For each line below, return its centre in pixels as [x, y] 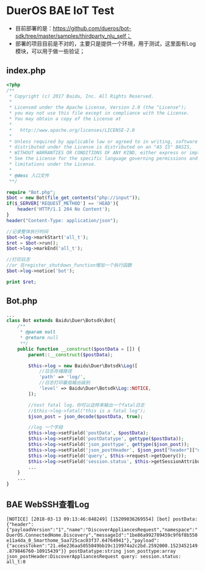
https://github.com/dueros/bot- [92, 28]
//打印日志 [18, 260]
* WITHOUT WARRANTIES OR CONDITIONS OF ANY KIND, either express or [98, 153]
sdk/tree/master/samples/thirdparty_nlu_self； [73, 36]
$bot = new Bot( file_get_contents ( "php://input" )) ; [73, 198]
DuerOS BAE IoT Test [60, 11]
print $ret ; [21, 282]
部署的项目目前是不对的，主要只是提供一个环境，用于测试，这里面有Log [106, 43]
